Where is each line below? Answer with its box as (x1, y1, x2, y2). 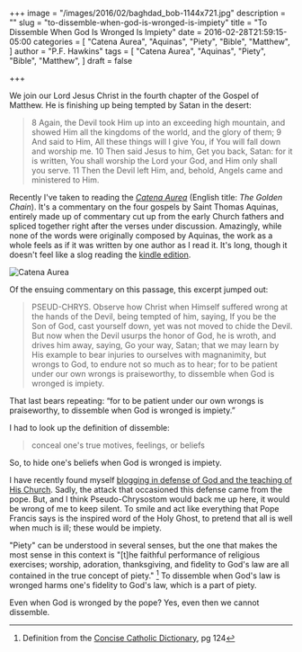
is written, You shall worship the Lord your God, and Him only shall (31, 156, 278, 165)
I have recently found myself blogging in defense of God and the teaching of (9, 475, 292, 485)
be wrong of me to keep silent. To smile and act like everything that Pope (9, 504, 280, 514)
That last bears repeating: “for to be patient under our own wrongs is (9, 396, 264, 406)
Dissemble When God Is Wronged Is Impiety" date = (9, 27, 202, 37)
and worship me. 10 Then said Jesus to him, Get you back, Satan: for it (31, 146, 293, 156)
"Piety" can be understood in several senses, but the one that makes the (9, 540, 278, 550)
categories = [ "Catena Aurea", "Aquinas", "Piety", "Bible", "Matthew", (32, 36, 290, 47)
